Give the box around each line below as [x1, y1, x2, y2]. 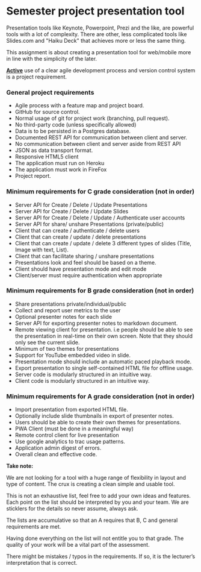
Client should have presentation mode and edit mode [14, 265, 147, 272]
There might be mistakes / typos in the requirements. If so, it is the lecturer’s [6, 553, 196, 560]
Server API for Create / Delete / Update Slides [14, 207, 129, 215]
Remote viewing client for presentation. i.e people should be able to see [14, 325, 193, 333]
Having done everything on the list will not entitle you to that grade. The [6, 535, 184, 542]
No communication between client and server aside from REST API [14, 140, 181, 148]
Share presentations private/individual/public [14, 300, 127, 307]
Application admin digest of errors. [14, 444, 102, 451]
